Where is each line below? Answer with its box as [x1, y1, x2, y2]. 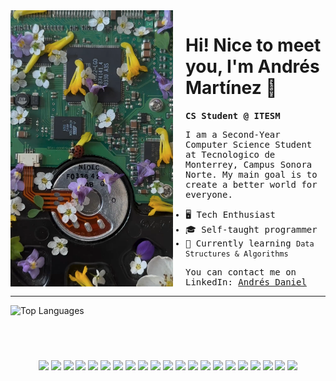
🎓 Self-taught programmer [185, 224, 318, 235]
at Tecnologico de [185, 149, 276, 160]
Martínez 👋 [185, 77, 278, 99]
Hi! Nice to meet [185, 34, 322, 57]
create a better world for [185, 179, 318, 190]
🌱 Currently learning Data [185, 237, 315, 249]
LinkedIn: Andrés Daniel [185, 276, 307, 288]
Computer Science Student [185, 139, 313, 150]
